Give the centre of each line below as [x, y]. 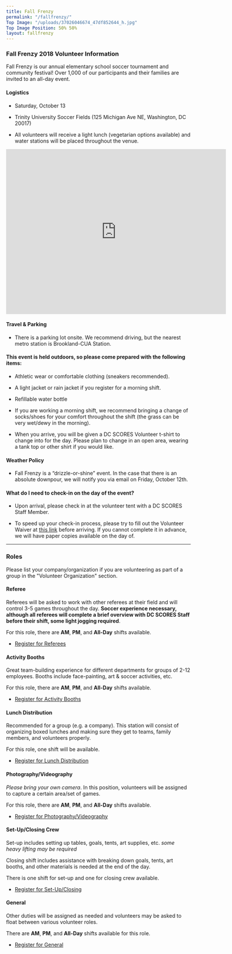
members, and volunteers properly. [48, 738]
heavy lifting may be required [42, 849]
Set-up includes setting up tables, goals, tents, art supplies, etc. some [90, 843]
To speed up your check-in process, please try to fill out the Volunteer [99, 523]
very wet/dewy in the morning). [52, 423]
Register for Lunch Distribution [52, 761]
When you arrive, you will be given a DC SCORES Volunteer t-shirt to [97, 434]
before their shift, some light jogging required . [63, 621]
